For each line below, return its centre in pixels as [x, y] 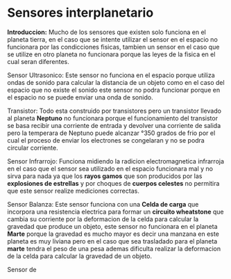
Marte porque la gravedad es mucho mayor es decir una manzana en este [113, 234]
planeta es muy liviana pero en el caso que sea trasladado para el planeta [112, 241]
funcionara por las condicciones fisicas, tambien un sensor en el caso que [113, 47]
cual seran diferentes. [38, 61]
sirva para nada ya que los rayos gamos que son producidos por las [105, 176]
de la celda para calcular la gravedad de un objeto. [80, 256]
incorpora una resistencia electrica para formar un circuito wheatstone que [115, 212]
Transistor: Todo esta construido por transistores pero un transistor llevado [114, 111]
